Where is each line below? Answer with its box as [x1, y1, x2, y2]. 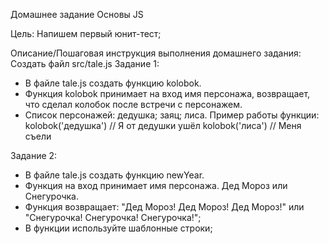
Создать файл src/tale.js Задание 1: [10, 58, 160, 69]
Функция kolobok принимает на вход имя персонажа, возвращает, [24, 88, 311, 99]
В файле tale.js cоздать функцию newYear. [24, 169, 205, 181]
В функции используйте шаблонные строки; [24, 222, 213, 234]
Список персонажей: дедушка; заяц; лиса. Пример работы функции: [24, 109, 320, 121]
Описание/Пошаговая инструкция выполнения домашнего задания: [10, 47, 302, 59]
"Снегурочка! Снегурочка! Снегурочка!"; [24, 212, 202, 223]
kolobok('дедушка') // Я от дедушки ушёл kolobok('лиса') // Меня [24, 120, 302, 131]
